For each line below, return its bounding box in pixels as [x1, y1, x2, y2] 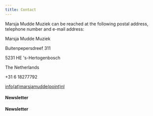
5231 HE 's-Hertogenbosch [5, 55, 61, 61]
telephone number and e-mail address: [5, 26, 84, 32]
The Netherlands [5, 64, 39, 70]
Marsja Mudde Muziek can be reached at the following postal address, [5, 21, 149, 27]
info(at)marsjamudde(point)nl [5, 83, 65, 89]
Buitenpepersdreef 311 [5, 45, 51, 51]
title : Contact [5, 7, 37, 12]
